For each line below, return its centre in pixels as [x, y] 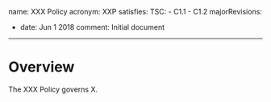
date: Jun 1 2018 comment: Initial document [92, 27]
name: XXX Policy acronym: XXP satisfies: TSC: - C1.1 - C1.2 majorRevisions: [135, 12]
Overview [42, 67]
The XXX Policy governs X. [53, 89]
